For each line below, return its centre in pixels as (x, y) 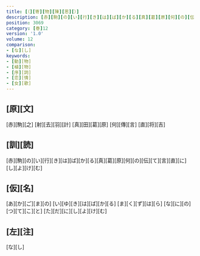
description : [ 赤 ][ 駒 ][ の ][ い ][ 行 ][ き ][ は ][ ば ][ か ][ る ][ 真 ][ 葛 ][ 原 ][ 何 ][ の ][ (98, 17)
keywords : (18, 56)
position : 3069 (25, 23)
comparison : (21, 45)
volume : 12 (20, 39)
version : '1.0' (25, 34)
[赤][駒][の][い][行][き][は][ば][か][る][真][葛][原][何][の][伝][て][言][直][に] (96, 160)
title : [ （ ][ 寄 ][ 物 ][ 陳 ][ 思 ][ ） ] (43, 12)
